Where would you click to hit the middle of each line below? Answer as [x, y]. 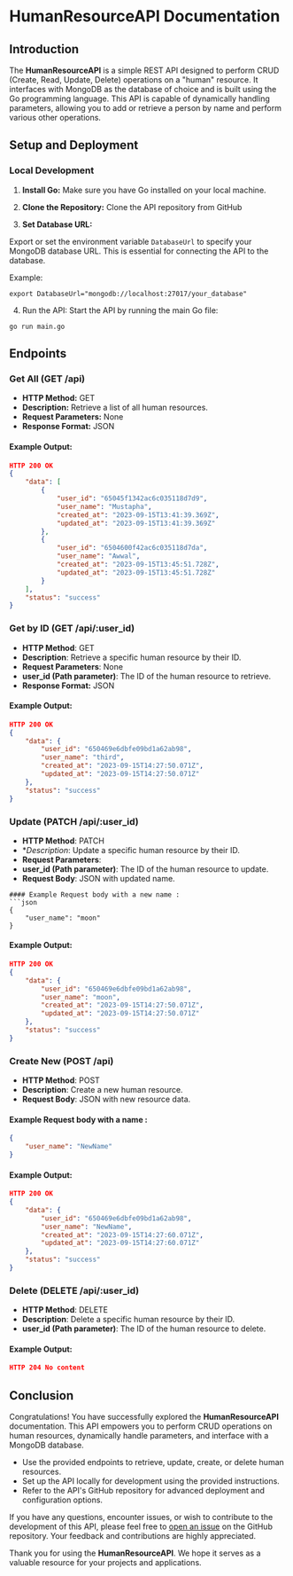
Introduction [44, 49]
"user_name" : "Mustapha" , [104, 506]
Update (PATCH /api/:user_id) [74, 821]
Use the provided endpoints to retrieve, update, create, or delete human [153, 1462]
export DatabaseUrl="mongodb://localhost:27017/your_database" [128, 294]
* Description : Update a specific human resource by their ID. [131, 850]
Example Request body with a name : [78, 1119]
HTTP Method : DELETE [65, 1310]
